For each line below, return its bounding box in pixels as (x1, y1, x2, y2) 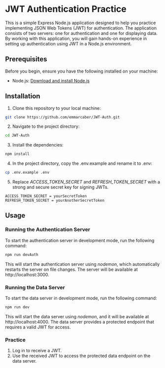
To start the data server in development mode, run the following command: (5, 295, 157, 301)
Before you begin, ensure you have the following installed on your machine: (5, 68, 158, 74)
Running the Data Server (5, 284, 66, 291)
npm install (5, 151, 30, 156)
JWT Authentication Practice (5, 3, 127, 15)
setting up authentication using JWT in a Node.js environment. (5, 40, 132, 46)
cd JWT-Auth (5, 133, 30, 138)
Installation (5, 92, 40, 101)
